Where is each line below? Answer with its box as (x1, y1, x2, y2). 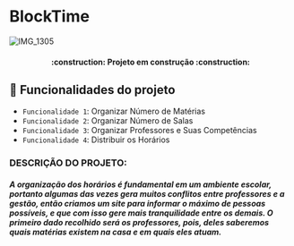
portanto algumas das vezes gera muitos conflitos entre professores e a (9, 188, 285, 199)
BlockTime (9, 6, 90, 27)
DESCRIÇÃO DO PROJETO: (9, 157, 127, 169)
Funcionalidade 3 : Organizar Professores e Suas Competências (22, 125, 257, 136)
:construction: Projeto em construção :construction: (50, 56, 251, 67)
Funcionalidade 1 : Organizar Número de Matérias (22, 106, 206, 117)
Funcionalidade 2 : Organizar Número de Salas (22, 115, 194, 126)
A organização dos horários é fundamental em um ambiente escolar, (9, 179, 272, 190)
